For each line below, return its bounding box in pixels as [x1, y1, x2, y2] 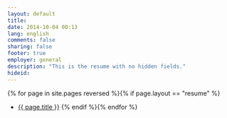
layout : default [7, 10, 56, 18]
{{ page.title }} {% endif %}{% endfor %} [17, 102, 138, 111]
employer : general [7, 57, 62, 64]
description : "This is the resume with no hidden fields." [7, 63, 186, 70]
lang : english [7, 30, 50, 37]
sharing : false [7, 43, 53, 50]
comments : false [7, 37, 56, 44]
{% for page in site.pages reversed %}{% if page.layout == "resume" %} [7, 89, 221, 98]
